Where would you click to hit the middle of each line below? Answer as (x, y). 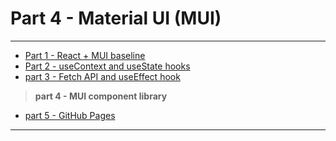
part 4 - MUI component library (101, 96)
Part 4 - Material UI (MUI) (116, 18)
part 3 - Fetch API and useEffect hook (102, 76)
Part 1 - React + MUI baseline (85, 55)
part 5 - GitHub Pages (70, 115)
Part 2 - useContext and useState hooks (107, 66)
